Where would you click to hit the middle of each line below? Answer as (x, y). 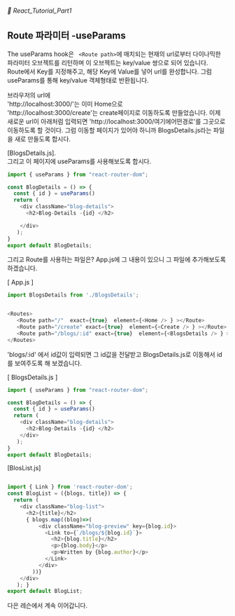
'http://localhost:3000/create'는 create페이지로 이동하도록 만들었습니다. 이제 (114, 112)
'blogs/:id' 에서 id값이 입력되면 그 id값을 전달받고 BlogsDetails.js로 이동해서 (111, 354)
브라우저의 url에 (29, 95)
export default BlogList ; (45, 591)
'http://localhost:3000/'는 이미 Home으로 (65, 104)
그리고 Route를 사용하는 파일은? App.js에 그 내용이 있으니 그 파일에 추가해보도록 (116, 259)
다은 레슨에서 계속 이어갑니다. (48, 605)
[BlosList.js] (24, 468)
